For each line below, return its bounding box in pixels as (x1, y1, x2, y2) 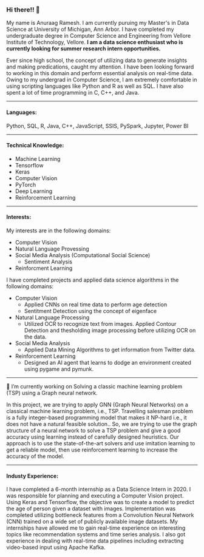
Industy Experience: (6, 472, 59, 479)
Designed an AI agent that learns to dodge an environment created (24, 359, 191, 366)
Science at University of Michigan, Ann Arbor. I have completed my (6, 25, 174, 33)
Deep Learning (15, 187, 53, 195)
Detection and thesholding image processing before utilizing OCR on (24, 326, 196, 334)
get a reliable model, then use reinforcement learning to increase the (6, 446, 178, 453)
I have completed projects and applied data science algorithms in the (6, 276, 179, 283)
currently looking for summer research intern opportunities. (6, 45, 161, 52)
